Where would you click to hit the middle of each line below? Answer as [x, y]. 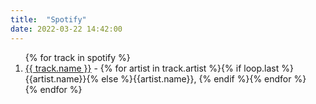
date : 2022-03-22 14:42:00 [66, 29]
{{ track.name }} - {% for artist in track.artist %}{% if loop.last [152, 68]
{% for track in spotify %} [77, 57]
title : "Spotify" [48, 19]
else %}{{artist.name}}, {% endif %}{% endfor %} [204, 78]
